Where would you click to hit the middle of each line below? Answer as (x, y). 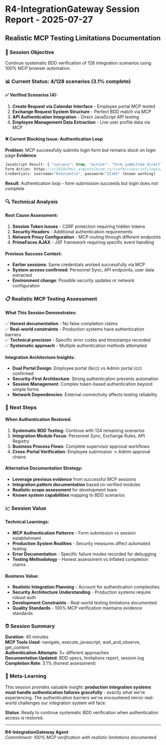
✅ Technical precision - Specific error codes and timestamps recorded (78, 340)
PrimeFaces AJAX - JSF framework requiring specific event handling (83, 242)
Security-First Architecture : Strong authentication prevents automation (85, 379)
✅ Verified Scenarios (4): (31, 95)
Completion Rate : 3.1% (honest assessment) (51, 663)
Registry (21, 441)
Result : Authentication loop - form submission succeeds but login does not (82, 183)
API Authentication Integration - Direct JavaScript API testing (76, 117)
